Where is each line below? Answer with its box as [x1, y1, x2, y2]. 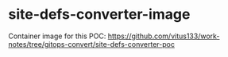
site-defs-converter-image [8, 5, 191, 23]
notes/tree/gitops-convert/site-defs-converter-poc [8, 39, 175, 48]
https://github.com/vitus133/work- [107, 31, 220, 41]
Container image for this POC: [8, 31, 106, 41]
